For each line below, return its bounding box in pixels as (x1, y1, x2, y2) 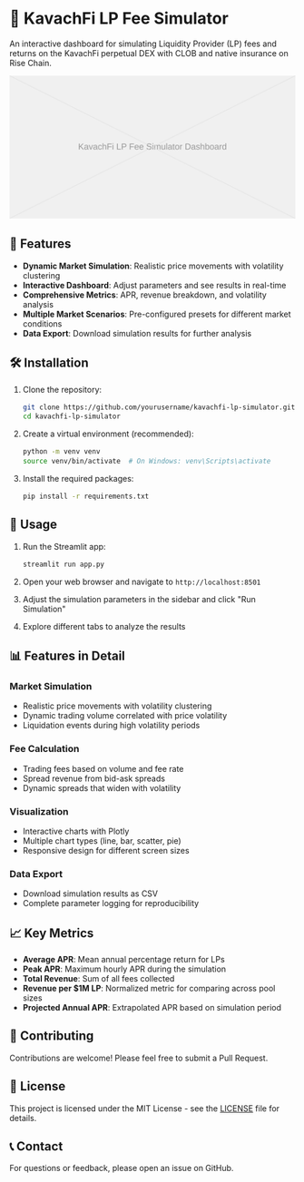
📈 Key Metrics (9, 925, 94, 941)
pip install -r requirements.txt (22, 492, 150, 502)
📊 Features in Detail (9, 649, 125, 664)
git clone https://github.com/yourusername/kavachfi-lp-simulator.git (22, 403, 296, 412)
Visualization (9, 805, 69, 817)
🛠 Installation (9, 356, 89, 371)
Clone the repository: (22, 384, 103, 395)
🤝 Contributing (9, 1029, 94, 1044)
